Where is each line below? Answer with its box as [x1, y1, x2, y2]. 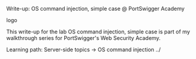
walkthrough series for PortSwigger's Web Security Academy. [6, 35, 161, 41]
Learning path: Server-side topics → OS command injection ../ [6, 46, 161, 53]
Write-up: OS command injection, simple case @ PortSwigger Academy [6, 5, 185, 12]
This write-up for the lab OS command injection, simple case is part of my [6, 28, 191, 35]
